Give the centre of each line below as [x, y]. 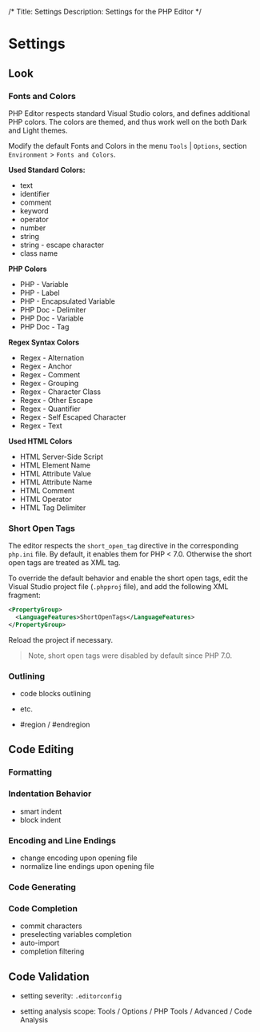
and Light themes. [38, 130]
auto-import [40, 943]
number [33, 228]
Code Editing [41, 749]
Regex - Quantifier [50, 408]
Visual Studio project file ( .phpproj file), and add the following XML [118, 587]
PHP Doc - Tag [44, 326]
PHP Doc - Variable [52, 318]
